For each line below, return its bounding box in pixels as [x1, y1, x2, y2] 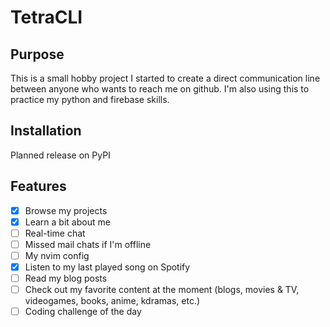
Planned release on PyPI [10, 149, 111, 161]
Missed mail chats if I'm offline [24, 238, 152, 250]
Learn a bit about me [24, 216, 111, 228]
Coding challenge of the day [24, 306, 142, 318]
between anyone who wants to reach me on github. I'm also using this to [10, 83, 310, 95]
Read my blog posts [24, 272, 108, 284]
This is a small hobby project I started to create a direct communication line [10, 72, 321, 84]
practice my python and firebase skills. [10, 94, 170, 105]
